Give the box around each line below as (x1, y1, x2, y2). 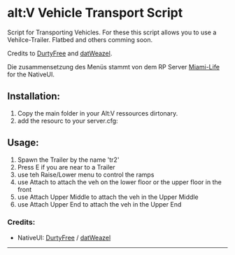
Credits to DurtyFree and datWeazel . (7, 49, 113, 57)
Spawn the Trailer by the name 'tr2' (17, 156, 120, 164)
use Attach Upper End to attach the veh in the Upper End (17, 200, 182, 208)
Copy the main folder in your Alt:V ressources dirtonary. (17, 109, 178, 117)
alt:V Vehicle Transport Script (7, 5, 183, 21)
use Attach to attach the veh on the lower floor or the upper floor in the (17, 177, 222, 186)
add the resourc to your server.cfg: (17, 116, 118, 125)
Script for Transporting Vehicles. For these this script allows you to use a (7, 28, 217, 36)
